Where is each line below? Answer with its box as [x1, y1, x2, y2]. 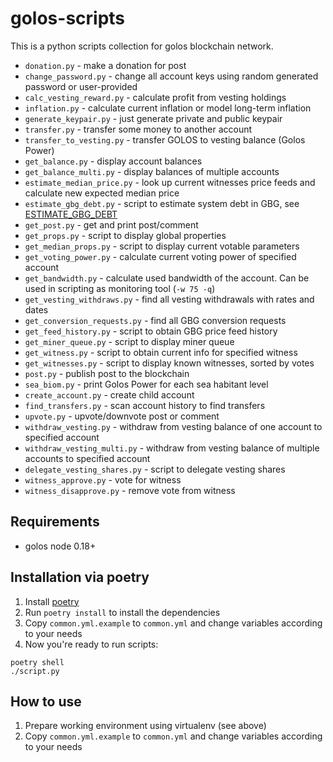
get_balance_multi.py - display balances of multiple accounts [24, 165, 280, 177]
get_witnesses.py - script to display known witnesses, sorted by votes [24, 357, 315, 369]
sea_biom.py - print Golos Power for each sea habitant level [24, 378, 269, 390]
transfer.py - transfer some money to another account [24, 123, 253, 135]
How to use [10, 693, 82, 710]
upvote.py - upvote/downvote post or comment [24, 410, 220, 422]
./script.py [10, 666, 60, 676]
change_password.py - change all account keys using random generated [24, 70, 319, 82]
